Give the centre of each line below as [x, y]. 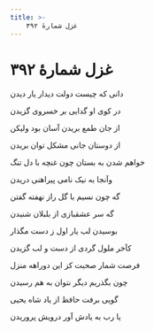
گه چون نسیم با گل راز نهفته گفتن [65, 196]
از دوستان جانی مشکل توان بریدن [65, 145]
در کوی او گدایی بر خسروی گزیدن [65, 111]
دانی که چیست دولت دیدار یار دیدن [67, 94]
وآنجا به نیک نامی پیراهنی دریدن [62, 180]
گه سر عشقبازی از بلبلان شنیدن [62, 214]
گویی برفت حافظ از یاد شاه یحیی [64, 300]
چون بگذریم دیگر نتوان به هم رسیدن [69, 282]
